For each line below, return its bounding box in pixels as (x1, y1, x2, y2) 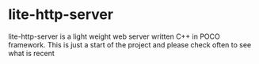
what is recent (8, 48, 55, 58)
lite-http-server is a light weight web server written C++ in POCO (8, 32, 220, 41)
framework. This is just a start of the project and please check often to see (8, 40, 252, 49)
